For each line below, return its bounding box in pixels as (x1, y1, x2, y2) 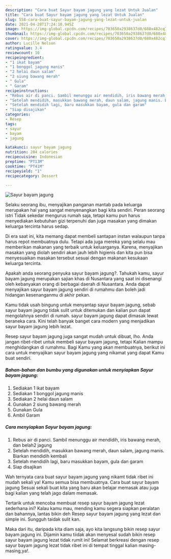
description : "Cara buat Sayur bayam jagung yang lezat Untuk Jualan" (5, 7, 158, 13)
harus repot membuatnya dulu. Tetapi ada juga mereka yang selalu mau (5, 238, 156, 245)
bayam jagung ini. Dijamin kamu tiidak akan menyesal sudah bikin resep (5, 531, 156, 538)
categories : (5, 112, 31, 117)
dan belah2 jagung (12, 442, 52, 448)
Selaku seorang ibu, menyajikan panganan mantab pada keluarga (5, 202, 142, 208)
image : (5, 27, 19, 32)
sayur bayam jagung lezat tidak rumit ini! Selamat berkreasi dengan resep (5, 537, 159, 543)
